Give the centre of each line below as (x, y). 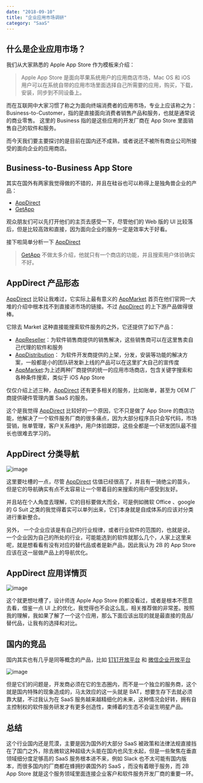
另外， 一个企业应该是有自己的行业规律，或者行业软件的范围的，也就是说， (100, 529)
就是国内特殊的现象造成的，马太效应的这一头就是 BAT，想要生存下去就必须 (99, 692)
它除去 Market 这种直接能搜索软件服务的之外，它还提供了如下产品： (91, 327)
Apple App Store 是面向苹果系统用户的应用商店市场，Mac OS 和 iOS (105, 78)
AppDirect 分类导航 (43, 454)
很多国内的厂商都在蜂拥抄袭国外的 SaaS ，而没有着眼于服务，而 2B (105, 766)
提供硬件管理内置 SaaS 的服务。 (51, 398)
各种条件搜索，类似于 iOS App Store (60, 377)
